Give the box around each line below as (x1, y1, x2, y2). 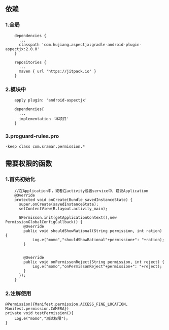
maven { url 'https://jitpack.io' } (18, 69, 96, 74)
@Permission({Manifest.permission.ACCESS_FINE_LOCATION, (5, 302, 128, 307)
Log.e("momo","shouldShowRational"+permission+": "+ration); (32, 237, 165, 242)
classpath (18, 42, 40, 47)
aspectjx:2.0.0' (5, 46, 40, 52)
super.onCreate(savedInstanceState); (18, 202, 99, 207)
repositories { (14, 60, 47, 65)
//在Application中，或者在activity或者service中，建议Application (14, 188, 149, 193)
